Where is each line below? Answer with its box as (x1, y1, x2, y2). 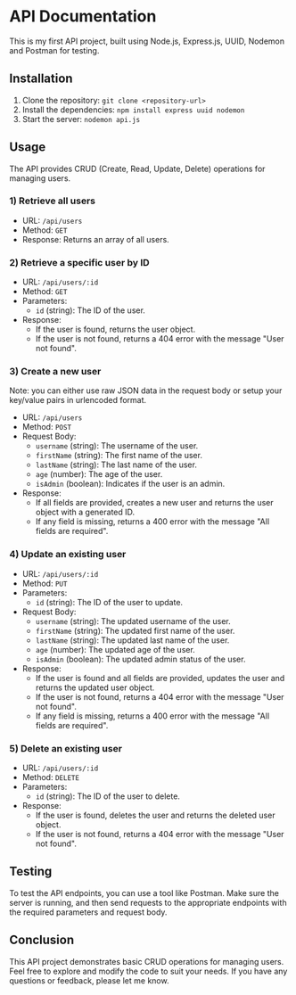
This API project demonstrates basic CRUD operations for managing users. (9, 956, 284, 966)
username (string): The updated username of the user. (35, 615, 231, 626)
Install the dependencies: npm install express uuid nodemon (21, 104, 245, 115)
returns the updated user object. (35, 682, 155, 693)
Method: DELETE (21, 772, 80, 783)
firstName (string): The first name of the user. (35, 450, 203, 461)
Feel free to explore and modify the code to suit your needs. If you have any (9, 966, 288, 976)
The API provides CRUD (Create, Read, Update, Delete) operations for (9, 163, 266, 174)
